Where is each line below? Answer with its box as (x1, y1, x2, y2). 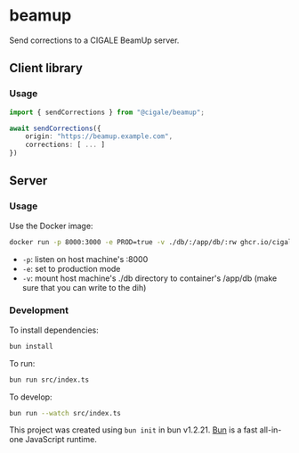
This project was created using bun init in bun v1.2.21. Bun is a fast (9, 424, 258, 435)
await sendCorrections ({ (9, 124, 101, 133)
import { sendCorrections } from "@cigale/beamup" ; (9, 108, 205, 117)
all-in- (259, 424, 282, 435)
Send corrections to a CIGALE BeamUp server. (9, 35, 180, 45)
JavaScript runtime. (25, 434, 98, 445)
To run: (9, 358, 36, 368)
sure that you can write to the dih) (21, 282, 147, 292)
